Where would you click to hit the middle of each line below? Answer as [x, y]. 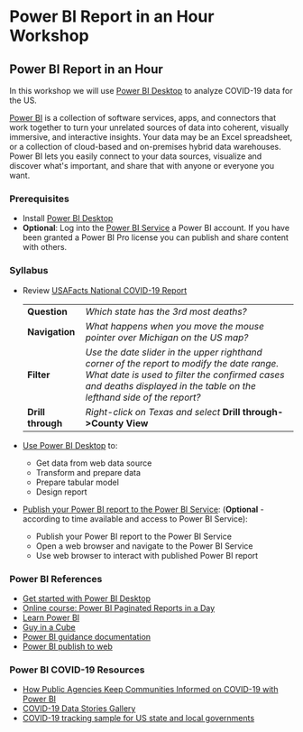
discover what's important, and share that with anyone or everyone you [142, 166]
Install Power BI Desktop [68, 218]
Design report [61, 491]
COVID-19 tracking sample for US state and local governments [138, 718]
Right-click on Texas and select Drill [163, 412]
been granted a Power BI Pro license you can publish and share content [155, 237]
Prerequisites [39, 199]
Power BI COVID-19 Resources [77, 670]
